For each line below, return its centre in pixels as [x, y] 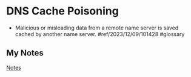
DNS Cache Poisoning [63, 11]
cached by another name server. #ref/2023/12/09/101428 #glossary [100, 34]
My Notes [25, 53]
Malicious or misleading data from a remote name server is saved [97, 28]
